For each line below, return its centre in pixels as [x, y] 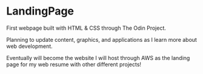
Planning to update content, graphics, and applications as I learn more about [101, 39]
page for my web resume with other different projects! [74, 64]
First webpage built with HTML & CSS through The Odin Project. [86, 28]
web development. [29, 46]
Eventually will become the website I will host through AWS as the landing [98, 58]
